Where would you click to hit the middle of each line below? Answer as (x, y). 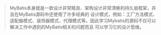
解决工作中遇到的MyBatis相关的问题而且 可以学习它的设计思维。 (77, 27)
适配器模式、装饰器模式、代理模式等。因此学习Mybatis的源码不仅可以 (83, 21)
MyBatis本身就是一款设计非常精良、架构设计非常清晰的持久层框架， (81, 8)
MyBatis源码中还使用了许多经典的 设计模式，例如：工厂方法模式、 (88, 14)
